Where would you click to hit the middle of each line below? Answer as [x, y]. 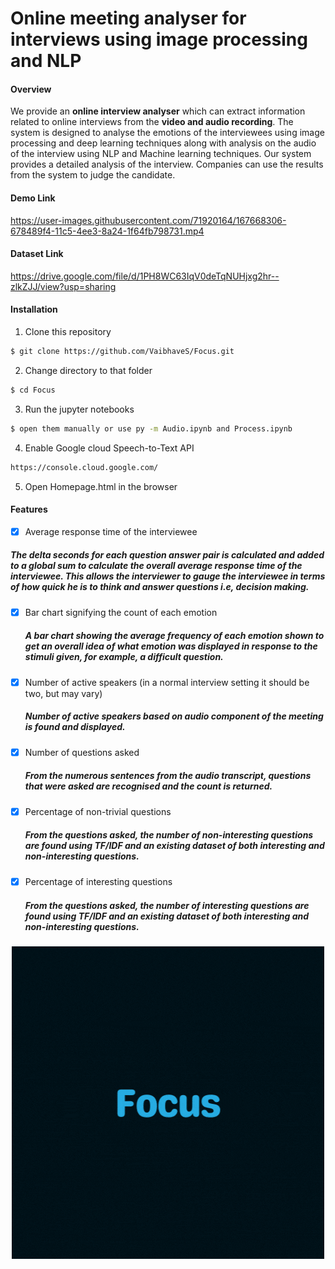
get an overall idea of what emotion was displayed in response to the [171, 646]
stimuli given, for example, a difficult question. [124, 657]
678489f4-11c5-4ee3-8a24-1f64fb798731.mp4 [107, 231]
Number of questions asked [82, 752]
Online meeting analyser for [128, 18]
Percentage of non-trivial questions [98, 811]
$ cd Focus [33, 390]
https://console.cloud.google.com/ [84, 467]
